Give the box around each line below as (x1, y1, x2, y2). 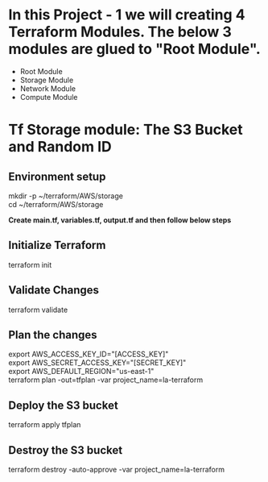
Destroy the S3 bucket (8, 443, 123, 457)
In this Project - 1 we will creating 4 (8, 6, 245, 24)
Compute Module (19, 92, 78, 102)
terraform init (8, 260, 52, 269)
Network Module (19, 83, 76, 93)
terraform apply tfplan (8, 420, 81, 430)
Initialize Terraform (8, 239, 106, 252)
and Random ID (8, 138, 112, 156)
